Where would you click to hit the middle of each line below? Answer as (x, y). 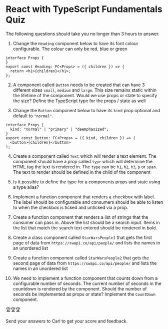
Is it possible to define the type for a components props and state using (86, 182)
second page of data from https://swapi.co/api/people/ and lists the (85, 263)
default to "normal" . (33, 116)
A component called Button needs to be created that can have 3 (79, 85)
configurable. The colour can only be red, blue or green (70, 49)
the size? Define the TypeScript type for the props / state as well (79, 101)
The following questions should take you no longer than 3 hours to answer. (82, 34)
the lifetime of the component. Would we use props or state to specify (85, 95)
